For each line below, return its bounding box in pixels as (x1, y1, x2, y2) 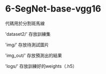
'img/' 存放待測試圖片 (5, 41, 49, 48)
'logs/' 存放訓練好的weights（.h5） (5, 63, 77, 69)
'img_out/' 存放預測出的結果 (5, 52, 62, 58)
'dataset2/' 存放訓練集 (5, 31, 51, 37)
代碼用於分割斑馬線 (5, 20, 45, 26)
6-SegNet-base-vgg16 (5, 3, 101, 15)
